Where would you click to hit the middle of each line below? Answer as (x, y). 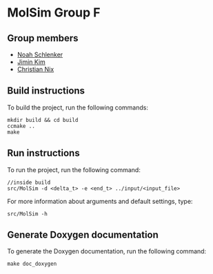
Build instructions (46, 91)
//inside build (29, 182)
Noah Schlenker (40, 54)
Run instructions (44, 153)
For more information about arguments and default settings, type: (100, 201)
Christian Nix (35, 69)
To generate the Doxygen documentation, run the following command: (107, 251)
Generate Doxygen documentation (83, 235)
